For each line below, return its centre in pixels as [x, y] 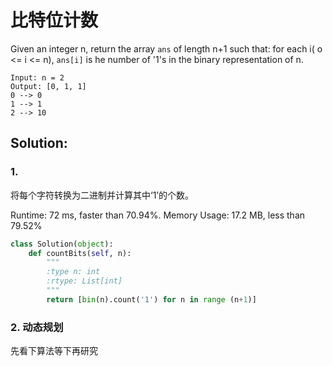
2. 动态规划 [37, 327]
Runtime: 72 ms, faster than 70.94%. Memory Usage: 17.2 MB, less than [158, 215]
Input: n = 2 [37, 77]
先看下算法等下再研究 [54, 351]
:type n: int [73, 272]
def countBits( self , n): [80, 253]
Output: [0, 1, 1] [48, 86]
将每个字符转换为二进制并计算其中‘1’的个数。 [102, 195]
